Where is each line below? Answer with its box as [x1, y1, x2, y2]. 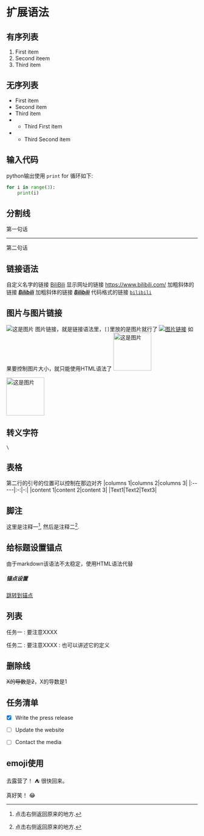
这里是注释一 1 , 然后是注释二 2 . [6, 522, 80, 530]
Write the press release [15, 714, 74, 722]
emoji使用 [6, 758, 44, 768]
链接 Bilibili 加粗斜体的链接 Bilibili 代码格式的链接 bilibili [6, 288, 152, 296]
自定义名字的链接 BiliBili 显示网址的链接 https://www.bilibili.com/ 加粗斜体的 [6, 281, 194, 288]
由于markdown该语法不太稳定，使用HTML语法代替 [6, 560, 134, 567]
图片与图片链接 [6, 308, 63, 318]
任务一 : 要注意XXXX [6, 628, 58, 636]
